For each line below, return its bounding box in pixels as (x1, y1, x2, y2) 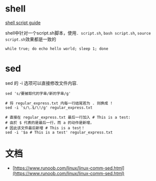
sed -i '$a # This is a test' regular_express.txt (5, 130, 113, 135)
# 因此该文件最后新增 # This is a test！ (5, 125, 85, 130)
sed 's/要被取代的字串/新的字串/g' (5, 91, 71, 96)
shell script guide (5, 20, 41, 26)
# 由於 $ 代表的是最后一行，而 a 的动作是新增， (5, 120, 94, 125)
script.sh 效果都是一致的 (5, 36, 56, 42)
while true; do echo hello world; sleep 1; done (5, 46, 108, 51)
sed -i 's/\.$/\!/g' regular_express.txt (5, 105, 93, 110)
